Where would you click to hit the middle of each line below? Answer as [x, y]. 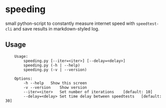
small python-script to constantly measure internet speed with [70, 23]
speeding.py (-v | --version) [55, 69]
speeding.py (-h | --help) [52, 65]
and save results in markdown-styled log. [56, 28]
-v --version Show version [55, 87]
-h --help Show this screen [55, 83]
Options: [24, 79]
